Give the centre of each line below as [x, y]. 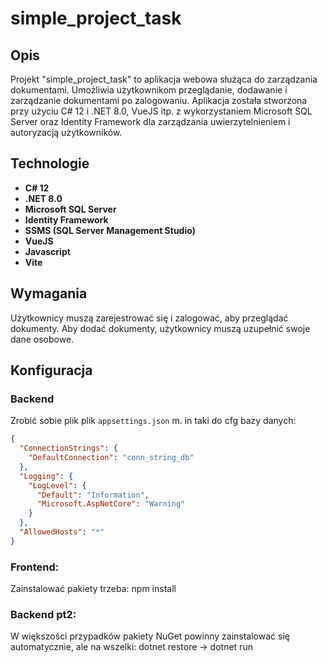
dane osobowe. [42, 339]
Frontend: [35, 567]
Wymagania [49, 293]
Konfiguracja [51, 370]
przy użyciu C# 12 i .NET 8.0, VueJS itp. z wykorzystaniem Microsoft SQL [161, 111]
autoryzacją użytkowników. [66, 132]
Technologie [50, 163]
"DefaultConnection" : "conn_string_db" [111, 458]
